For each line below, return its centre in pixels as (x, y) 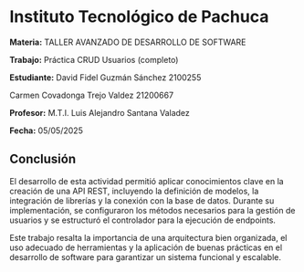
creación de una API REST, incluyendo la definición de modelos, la (134, 191)
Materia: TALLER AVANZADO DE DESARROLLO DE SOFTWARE (128, 42)
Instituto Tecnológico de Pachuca (139, 17)
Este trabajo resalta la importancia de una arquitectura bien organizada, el (148, 237)
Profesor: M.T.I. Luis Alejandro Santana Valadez (100, 112)
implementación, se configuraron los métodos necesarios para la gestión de (152, 210)
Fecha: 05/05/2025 (47, 131)
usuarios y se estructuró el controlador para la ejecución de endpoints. (143, 220)
